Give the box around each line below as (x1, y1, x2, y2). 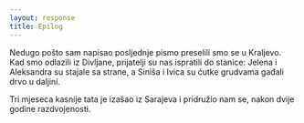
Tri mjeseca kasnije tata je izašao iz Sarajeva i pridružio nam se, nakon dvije (9, 93, 295, 105)
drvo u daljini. (9, 76, 61, 87)
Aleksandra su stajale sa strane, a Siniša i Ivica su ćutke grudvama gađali (9, 66, 285, 77)
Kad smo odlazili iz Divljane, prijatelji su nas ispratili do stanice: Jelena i (9, 56, 278, 67)
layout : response (9, 13, 76, 23)
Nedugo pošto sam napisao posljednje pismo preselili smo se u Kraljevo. (9, 46, 282, 57)
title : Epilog (9, 22, 64, 31)
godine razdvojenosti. (9, 103, 91, 114)
